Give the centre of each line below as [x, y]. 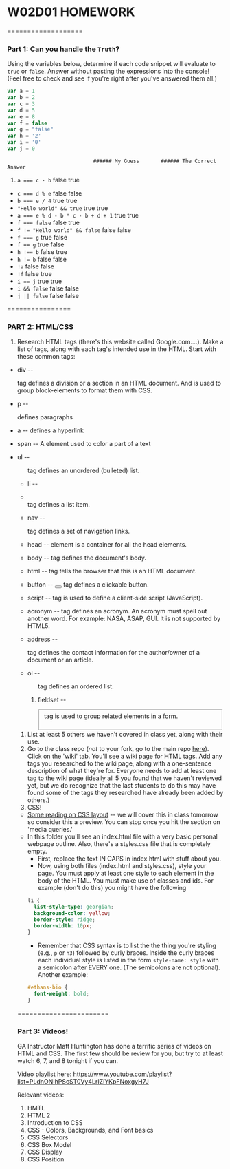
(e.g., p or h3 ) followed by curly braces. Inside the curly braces [126, 953]
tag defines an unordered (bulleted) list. [83, 471]
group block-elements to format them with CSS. [84, 390]
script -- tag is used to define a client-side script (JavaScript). [115, 598]
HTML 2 [39, 1115]
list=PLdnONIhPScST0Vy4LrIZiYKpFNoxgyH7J [83, 1082]
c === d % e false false [49, 193]
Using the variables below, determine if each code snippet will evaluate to [112, 64]
